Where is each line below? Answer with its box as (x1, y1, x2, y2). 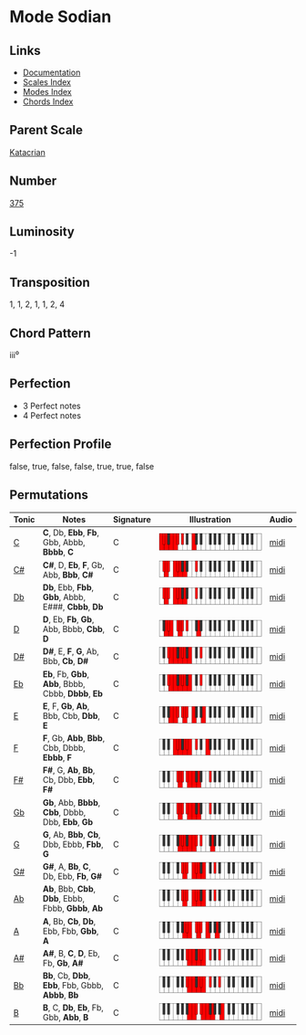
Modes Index (22, 87, 72, 97)
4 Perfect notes (22, 409, 82, 421)
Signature (113, 514, 152, 524)
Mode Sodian (9, 6, 112, 27)
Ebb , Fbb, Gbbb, (42, 980, 105, 990)
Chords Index (22, 96, 74, 107)
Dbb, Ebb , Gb (42, 816, 94, 828)
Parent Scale (9, 122, 84, 138)
